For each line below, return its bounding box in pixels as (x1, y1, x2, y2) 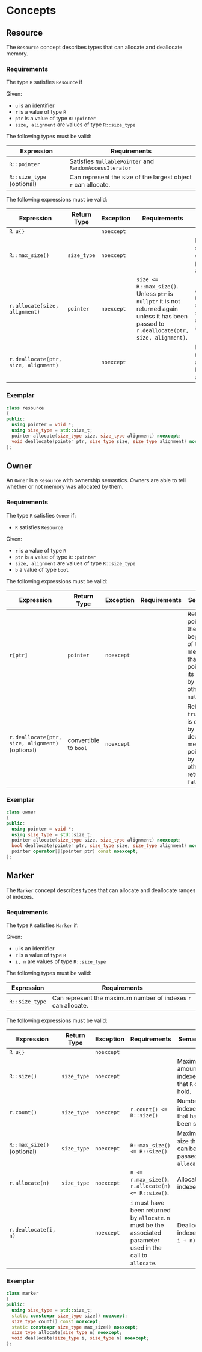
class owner (6, 809, 36, 815)
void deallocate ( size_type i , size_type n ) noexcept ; (11, 1335, 149, 1341)
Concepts (6, 4, 56, 17)
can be (177, 1144, 197, 1153)
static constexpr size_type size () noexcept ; (11, 1313, 128, 1319)
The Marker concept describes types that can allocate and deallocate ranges (6, 886, 196, 894)
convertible (67, 736, 100, 744)
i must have (130, 1199, 165, 1207)
